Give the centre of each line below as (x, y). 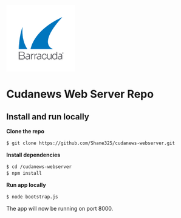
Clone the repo (25, 131)
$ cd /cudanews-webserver (39, 167)
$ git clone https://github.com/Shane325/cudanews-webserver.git (90, 143)
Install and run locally (48, 117)
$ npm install (24, 173)
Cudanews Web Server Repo (80, 94)
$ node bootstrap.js (32, 197)
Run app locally (26, 185)
